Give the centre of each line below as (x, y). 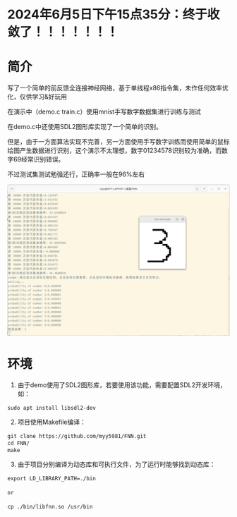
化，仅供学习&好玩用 (37, 97)
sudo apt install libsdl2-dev (52, 408)
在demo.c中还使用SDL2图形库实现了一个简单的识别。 (85, 127)
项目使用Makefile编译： (51, 422)
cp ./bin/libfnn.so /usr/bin (50, 506)
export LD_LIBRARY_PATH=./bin (52, 478)
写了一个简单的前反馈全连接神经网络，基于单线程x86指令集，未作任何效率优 (118, 88)
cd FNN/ (19, 443)
